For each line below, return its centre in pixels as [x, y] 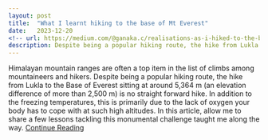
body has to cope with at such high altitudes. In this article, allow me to [125, 111]
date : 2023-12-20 [41, 30]
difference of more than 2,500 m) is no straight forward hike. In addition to [130, 94]
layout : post [30, 16]
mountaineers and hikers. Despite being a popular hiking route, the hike [126, 77]
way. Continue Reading [46, 128]
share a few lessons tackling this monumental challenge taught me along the [134, 119]
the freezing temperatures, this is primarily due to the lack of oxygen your [129, 102]
